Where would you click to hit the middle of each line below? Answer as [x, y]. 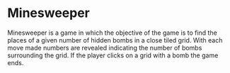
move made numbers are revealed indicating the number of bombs [105, 47]
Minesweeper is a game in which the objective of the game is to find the [112, 33]
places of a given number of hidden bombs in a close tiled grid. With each [115, 40]
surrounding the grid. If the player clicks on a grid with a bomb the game [113, 55]
